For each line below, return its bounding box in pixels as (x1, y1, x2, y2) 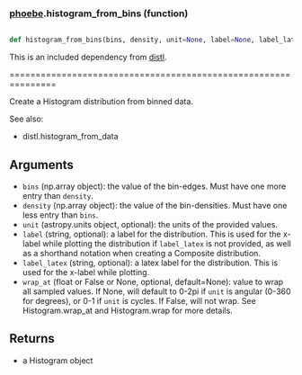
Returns (9, 331, 56, 346)
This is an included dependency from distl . (9, 52, 167, 63)
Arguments (9, 156, 75, 173)
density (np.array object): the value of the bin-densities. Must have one (22, 200, 288, 210)
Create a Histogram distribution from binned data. (9, 96, 193, 107)
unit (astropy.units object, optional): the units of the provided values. (22, 219, 279, 229)
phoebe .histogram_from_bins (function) (9, 7, 189, 20)
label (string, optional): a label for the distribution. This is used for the (22, 228, 281, 239)
